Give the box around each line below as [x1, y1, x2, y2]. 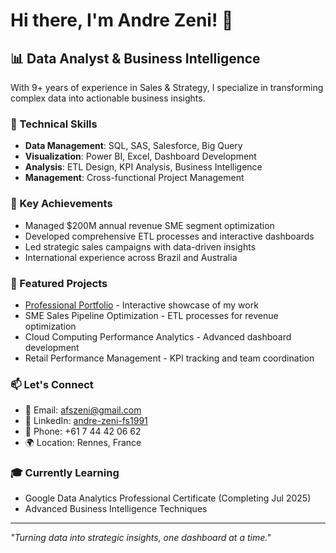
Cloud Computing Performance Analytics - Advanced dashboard [24, 330, 292, 343]
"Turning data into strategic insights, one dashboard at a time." [10, 532, 272, 544]
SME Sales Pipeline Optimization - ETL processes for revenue [24, 309, 279, 321]
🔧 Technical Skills [10, 117, 98, 131]
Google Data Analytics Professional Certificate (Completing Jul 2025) [24, 492, 312, 504]
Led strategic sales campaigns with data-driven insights [24, 240, 257, 253]
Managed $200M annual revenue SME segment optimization [24, 219, 275, 231]
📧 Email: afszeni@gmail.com [24, 404, 142, 416]
